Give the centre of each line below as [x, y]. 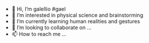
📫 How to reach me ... [39, 34]
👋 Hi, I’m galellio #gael [39, 9]
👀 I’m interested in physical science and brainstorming [77, 15]
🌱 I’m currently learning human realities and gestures [76, 21]
